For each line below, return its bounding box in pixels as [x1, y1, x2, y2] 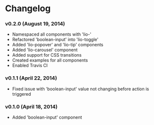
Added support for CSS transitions [12, 52, 82, 58]
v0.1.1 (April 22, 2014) [5, 75, 57, 82]
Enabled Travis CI [12, 62, 48, 68]
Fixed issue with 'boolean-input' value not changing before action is [12, 86, 149, 92]
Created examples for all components [12, 57, 88, 63]
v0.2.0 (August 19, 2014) [5, 21, 65, 27]
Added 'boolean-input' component [12, 114, 82, 120]
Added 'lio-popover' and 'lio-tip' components [12, 42, 104, 48]
